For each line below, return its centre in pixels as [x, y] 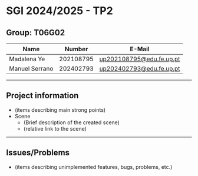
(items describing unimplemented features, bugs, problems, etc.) [93, 167]
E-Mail [140, 49]
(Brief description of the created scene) [71, 122]
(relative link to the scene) [55, 128]
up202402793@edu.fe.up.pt [140, 69]
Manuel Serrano [31, 69]
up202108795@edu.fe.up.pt [140, 59]
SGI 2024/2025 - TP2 [60, 11]
